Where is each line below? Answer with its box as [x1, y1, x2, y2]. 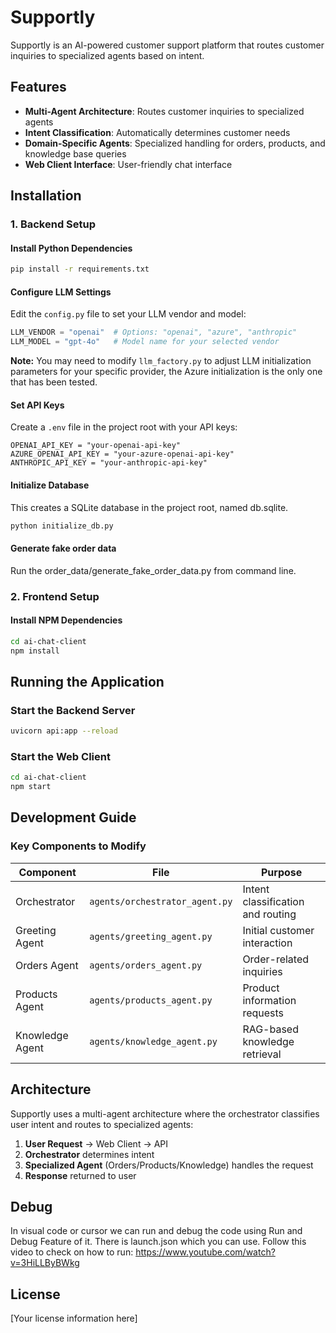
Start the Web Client [10, 749, 111, 763]
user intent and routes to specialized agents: [10, 1118, 194, 1130]
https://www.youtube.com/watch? [135, 1246, 276, 1258]
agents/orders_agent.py [89, 959, 203, 971]
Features [10, 79, 67, 96]
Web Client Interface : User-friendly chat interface [24, 158, 233, 170]
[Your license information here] [10, 1312, 138, 1325]
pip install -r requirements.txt [10, 264, 150, 275]
